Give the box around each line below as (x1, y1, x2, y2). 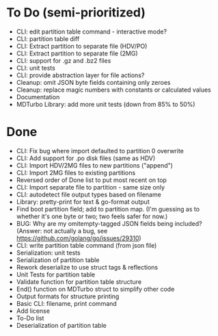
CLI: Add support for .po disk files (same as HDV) (16, 154, 156, 162)
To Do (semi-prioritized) (6, 5, 146, 21)
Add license (16, 307, 51, 315)
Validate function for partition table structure (16, 277, 141, 285)
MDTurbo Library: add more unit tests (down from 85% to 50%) (16, 100, 195, 108)
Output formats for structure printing (16, 292, 120, 300)
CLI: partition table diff (16, 34, 80, 42)
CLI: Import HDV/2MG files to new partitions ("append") (16, 161, 174, 169)
